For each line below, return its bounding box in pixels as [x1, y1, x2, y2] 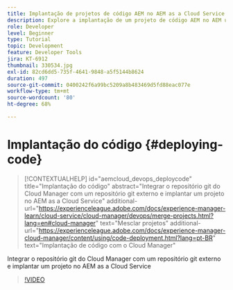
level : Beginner [7, 29, 54, 37]
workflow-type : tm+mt [7, 88, 70, 95]
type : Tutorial [7, 36, 51, 43]
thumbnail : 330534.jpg [7, 62, 73, 69]
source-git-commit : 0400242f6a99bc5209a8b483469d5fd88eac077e [7, 81, 191, 88]
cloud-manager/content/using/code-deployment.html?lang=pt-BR [24, 234, 213, 242]
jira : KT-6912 [7, 56, 49, 63]
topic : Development [7, 42, 64, 49]
